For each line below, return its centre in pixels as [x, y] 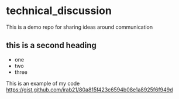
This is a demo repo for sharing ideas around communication [80, 27]
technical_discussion [59, 11]
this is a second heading [51, 45]
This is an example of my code [43, 83]
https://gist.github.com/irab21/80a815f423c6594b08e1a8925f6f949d [90, 90]
